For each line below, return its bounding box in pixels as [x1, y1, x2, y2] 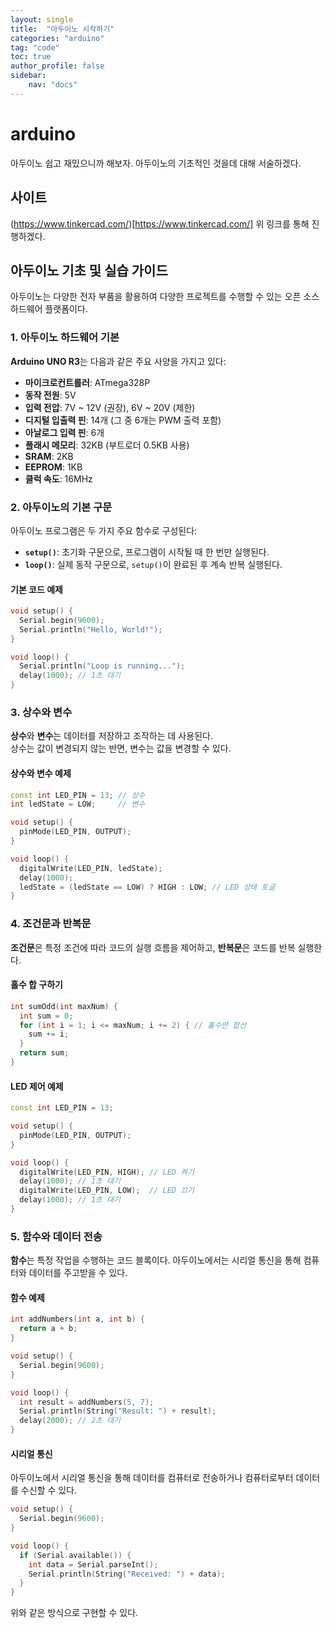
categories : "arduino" [10, 33, 105, 43]
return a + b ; [19, 1324, 78, 1334]
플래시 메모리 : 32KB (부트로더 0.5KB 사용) [24, 439, 190, 451]
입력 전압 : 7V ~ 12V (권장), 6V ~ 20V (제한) [24, 401, 196, 413]
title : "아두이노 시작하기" [10, 24, 115, 34]
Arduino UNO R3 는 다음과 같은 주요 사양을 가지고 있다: [10, 355, 227, 367]
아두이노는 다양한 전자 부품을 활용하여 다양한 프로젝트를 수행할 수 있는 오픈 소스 [10, 291, 320, 303]
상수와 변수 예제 [10, 767, 72, 779]
